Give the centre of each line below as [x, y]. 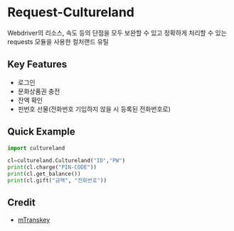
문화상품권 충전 [39, 91]
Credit [21, 203]
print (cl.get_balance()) [44, 174]
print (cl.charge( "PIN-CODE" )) [52, 167]
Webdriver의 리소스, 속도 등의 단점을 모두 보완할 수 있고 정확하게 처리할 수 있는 [117, 33]
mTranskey [34, 220]
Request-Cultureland [71, 12]
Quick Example [42, 132]
